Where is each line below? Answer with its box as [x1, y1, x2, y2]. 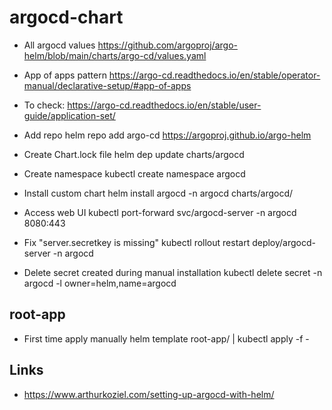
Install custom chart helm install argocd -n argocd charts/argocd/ [23, 187, 294, 199]
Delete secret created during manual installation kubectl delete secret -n [23, 266, 323, 278]
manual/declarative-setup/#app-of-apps [23, 79, 192, 91]
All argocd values [23, 39, 96, 51]
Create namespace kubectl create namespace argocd [23, 167, 246, 180]
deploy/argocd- [252, 236, 316, 248]
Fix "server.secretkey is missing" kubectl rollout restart [23, 236, 251, 248]
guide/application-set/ [23, 109, 116, 121]
